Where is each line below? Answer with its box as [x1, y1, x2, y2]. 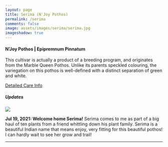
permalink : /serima [5, 16, 46, 21]
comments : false [5, 21, 39, 26]
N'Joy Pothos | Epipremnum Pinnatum [5, 46, 86, 52]
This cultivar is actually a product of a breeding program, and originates [5, 57, 153, 63]
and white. [5, 73, 27, 79]
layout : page [5, 7, 32, 12]
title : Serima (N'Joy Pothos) [5, 12, 68, 17]
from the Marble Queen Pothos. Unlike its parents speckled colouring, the [5, 62, 157, 68]
